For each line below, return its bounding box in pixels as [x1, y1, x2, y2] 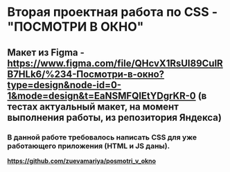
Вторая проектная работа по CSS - [7, 4, 218, 20]
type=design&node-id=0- [7, 79, 122, 91]
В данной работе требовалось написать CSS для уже [7, 132, 197, 142]
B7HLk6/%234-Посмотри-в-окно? [7, 68, 165, 80]
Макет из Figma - [7, 46, 85, 58]
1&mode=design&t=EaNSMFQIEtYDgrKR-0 [7, 89, 196, 101]
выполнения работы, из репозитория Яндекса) [7, 112, 222, 123]
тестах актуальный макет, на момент [7, 101, 179, 112]
